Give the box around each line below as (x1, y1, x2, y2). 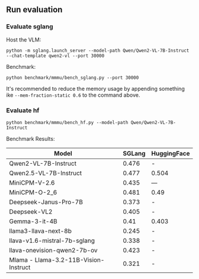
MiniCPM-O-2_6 (9, 188, 57, 196)
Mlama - (9, 255, 34, 264)
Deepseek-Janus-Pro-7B (9, 198, 83, 206)
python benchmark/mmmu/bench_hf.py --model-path (6, 119, 129, 125)
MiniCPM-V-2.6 (9, 178, 55, 186)
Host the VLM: (6, 36, 41, 43)
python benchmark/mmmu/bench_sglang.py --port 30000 (6, 74, 139, 81)
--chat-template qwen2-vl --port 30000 (6, 53, 105, 59)
